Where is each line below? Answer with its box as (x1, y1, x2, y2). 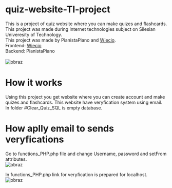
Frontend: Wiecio (5, 42, 42, 48)
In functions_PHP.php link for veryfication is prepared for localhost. (5, 171, 148, 178)
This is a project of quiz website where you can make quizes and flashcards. (5, 21, 167, 27)
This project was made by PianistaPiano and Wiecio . (5, 37, 117, 43)
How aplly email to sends (5, 123, 114, 135)
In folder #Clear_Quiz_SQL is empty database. (5, 104, 103, 111)
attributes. (5, 156, 27, 162)
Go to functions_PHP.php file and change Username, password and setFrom (5, 151, 167, 157)
